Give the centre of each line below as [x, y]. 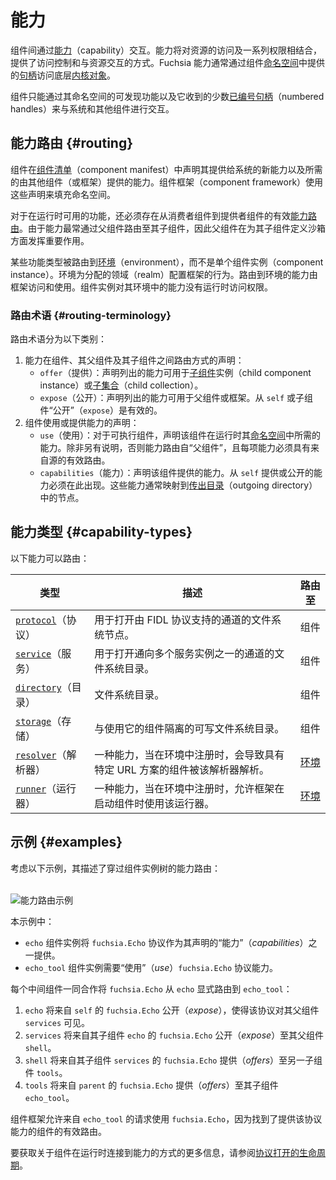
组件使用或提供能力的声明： [82, 423]
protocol [36, 620]
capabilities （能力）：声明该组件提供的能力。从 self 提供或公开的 [177, 473]
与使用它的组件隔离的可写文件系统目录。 [189, 728]
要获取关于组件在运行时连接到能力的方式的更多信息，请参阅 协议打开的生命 [163, 1152]
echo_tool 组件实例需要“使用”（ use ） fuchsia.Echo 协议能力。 [151, 967]
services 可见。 [57, 1022]
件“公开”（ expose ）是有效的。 [101, 410]
